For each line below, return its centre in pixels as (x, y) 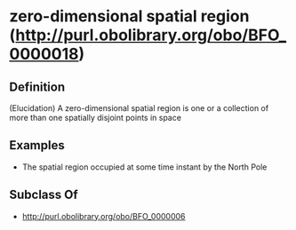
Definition (37, 87)
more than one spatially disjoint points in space (96, 118)
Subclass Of (44, 195)
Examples (37, 145)
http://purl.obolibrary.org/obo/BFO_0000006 (104, 216)
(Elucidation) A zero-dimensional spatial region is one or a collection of (139, 108)
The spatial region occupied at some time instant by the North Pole (144, 167)
